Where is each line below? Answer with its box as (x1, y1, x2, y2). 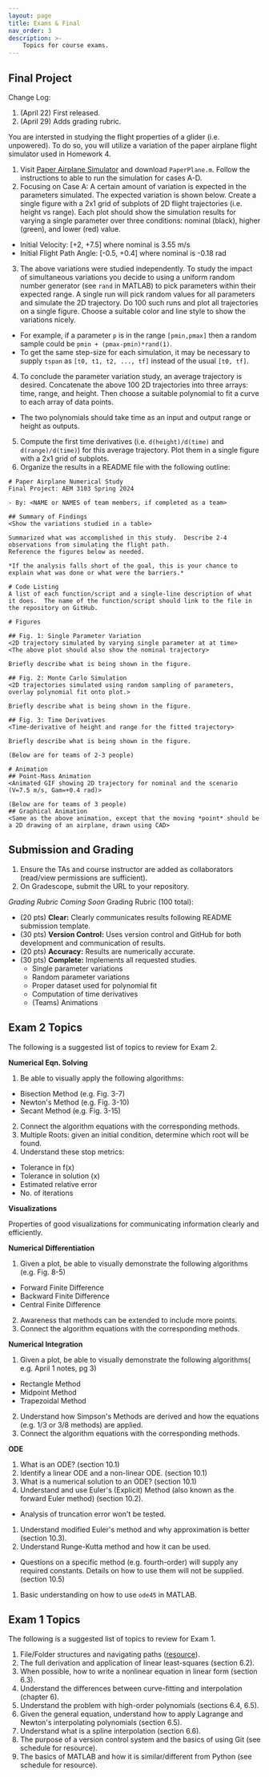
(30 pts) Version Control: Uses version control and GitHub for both (19, 929, 242, 939)
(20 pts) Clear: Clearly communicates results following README (19, 912, 232, 922)
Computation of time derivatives (31, 989, 139, 999)
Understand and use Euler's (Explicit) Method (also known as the (19, 1484, 235, 1495)
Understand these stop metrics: (19, 1147, 125, 1157)
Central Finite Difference (19, 1299, 102, 1309)
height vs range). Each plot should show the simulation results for (19, 207, 236, 216)
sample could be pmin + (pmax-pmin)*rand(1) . (19, 338, 172, 349)
